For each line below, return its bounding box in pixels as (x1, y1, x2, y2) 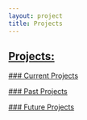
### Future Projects (8, 102, 75, 112)
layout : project (8, 11, 63, 20)
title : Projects (8, 19, 63, 28)
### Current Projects (8, 71, 79, 81)
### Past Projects (8, 87, 68, 96)
